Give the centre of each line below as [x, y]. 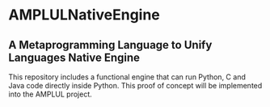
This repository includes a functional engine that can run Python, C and [127, 77]
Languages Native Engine [74, 57]
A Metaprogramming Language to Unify [110, 45]
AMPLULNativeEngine [84, 15]
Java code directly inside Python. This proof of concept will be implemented [135, 86]
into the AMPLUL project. [50, 94]
